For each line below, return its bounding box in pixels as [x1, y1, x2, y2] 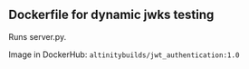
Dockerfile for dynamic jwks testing [8, 7, 215, 23]
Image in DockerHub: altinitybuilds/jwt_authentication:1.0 [8, 49, 240, 60]
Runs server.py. [8, 31, 67, 42]
